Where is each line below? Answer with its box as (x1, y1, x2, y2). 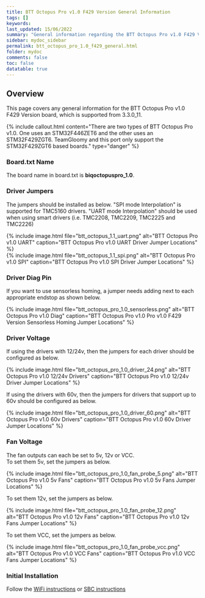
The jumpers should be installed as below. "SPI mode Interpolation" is (6, 201, 182, 208)
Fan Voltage (6, 438, 43, 446)
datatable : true (6, 65, 48, 72)
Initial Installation (6, 571, 59, 580)
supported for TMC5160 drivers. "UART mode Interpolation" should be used (6, 207, 197, 215)
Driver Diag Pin (6, 273, 52, 282)
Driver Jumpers (6, 187, 54, 196)
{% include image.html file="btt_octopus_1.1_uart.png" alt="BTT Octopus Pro (6, 232, 198, 239)
